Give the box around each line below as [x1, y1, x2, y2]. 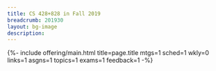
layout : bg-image [7, 23, 58, 30]
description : [7, 29, 45, 37]
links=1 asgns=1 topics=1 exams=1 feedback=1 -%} [7, 56, 153, 65]
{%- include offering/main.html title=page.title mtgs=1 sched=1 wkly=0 [7, 49, 210, 57]
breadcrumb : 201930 [7, 17, 64, 24]
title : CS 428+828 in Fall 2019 [7, 10, 101, 17]
